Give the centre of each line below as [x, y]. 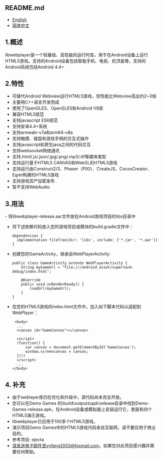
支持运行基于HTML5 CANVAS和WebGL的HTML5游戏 [65, 163]
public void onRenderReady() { [53, 285]
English [19, 19]
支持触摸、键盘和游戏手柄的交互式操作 [50, 139]
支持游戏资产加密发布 [33, 181]
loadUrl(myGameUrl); [50, 289]
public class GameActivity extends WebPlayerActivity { [70, 263]
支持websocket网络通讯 [36, 151]
